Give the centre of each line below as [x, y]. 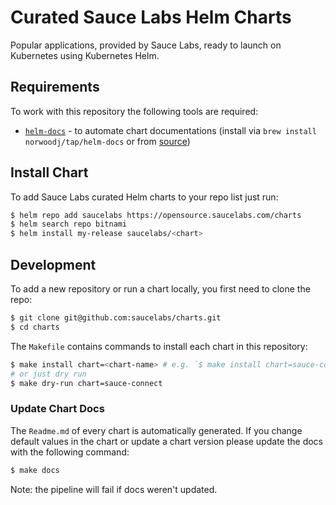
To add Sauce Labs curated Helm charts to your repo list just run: [144, 197]
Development [53, 264]
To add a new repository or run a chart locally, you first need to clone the [160, 289]
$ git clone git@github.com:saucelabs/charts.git [116, 318]
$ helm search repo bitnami [69, 224]
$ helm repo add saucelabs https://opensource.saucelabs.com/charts [156, 215]
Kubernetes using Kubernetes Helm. [85, 55]
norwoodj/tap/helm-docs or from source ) [107, 141]
